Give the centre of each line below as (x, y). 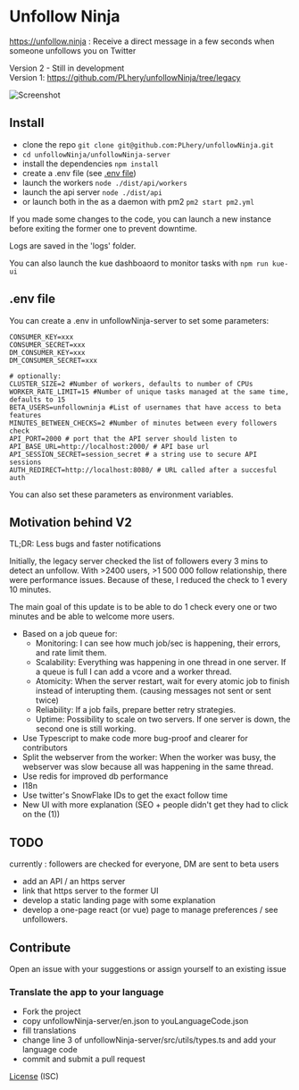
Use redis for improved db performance (95, 776)
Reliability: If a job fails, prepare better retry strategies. (136, 710)
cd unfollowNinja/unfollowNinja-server (96, 155)
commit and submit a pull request (83, 1059)
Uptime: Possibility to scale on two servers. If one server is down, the (163, 719)
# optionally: (36, 376)
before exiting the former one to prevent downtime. (104, 228)
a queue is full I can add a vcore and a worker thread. (133, 672)
